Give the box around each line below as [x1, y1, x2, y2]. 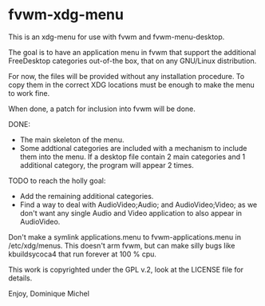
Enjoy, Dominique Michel [8, 288, 90, 298]
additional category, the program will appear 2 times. [19, 160, 194, 169]
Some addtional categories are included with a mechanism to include [19, 143, 247, 153]
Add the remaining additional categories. [19, 191, 154, 201]
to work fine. [8, 88, 50, 97]
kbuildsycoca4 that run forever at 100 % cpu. [8, 249, 157, 259]
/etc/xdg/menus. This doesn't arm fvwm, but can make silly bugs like [8, 240, 235, 250]
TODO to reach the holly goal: [8, 176, 106, 185]
